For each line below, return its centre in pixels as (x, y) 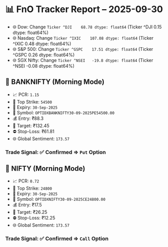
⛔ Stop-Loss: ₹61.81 (33, 131)
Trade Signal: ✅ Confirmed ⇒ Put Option (56, 152)
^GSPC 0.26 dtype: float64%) (44, 55)
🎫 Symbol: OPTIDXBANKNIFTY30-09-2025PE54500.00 (64, 112)
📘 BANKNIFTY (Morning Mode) (55, 82)
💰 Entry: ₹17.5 (27, 205)
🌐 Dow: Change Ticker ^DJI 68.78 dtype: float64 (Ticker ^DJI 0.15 (87, 27)
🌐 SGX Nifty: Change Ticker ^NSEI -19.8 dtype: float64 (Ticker (83, 60)
